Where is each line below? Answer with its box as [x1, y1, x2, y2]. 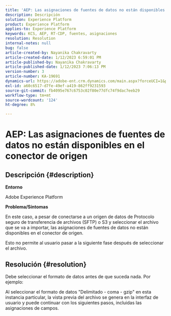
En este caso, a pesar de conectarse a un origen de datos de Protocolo [5, 214, 154, 220]
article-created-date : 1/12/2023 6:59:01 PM [5, 55, 101, 60]
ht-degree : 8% [5, 102, 36, 108]
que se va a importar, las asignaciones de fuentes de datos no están [5, 225, 149, 231]
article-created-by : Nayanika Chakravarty [5, 50, 97, 55]
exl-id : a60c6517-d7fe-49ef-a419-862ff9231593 [5, 83, 106, 88]
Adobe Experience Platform [5, 194, 63, 200]
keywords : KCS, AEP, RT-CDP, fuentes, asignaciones [5, 31, 117, 36]
